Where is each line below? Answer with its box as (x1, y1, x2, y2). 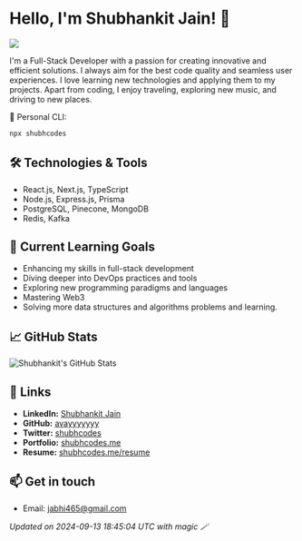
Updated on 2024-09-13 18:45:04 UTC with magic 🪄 (9, 521, 209, 532)
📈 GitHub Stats (9, 329, 98, 344)
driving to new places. (9, 93, 93, 104)
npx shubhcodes (9, 129, 67, 138)
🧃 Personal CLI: (9, 111, 67, 122)
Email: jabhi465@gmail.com (22, 503, 127, 514)
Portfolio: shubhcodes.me (22, 438, 122, 448)
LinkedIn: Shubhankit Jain (22, 408, 122, 419)
